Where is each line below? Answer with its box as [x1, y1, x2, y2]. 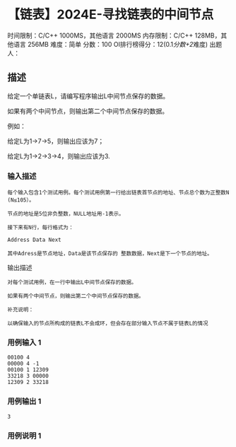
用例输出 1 [7, 397, 42, 407]
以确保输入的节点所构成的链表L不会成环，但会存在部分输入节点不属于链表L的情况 [7, 320, 208, 327]
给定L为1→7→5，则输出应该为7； [7, 137, 105, 145]
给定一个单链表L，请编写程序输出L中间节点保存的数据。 [7, 91, 170, 100]
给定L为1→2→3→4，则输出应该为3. [7, 151, 111, 160]
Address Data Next [7, 236, 61, 244]
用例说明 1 [7, 431, 42, 441]
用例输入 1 [7, 337, 42, 347]
